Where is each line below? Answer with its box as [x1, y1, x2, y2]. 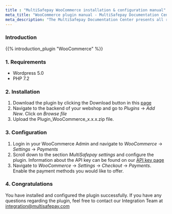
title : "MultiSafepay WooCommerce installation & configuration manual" [5, 7, 166, 13]
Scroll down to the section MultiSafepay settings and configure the [12, 152, 155, 158]
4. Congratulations [5, 180, 53, 187]
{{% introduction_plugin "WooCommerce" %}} [5, 46, 103, 52]
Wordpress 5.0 [12, 70, 44, 76]
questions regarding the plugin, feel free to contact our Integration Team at [5, 198, 163, 204]
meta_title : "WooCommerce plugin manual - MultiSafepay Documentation [5, 12, 159, 17]
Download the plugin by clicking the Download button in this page [12, 100, 152, 106]
